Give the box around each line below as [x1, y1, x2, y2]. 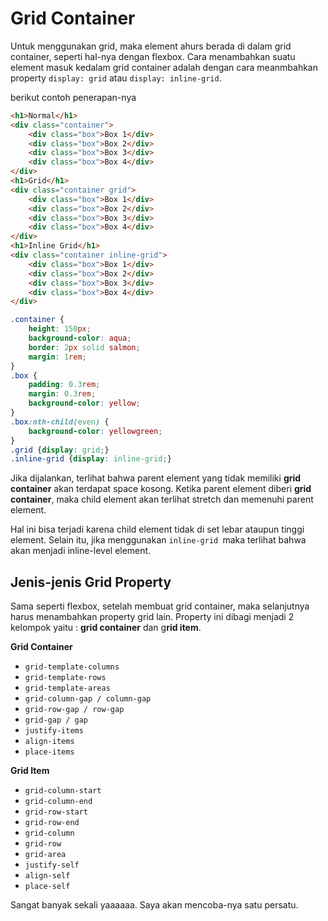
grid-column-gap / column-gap [24, 694, 152, 704]
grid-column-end [24, 797, 93, 807]
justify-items [24, 726, 84, 736]
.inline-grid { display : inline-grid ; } [10, 454, 172, 464]
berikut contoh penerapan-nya [10, 91, 137, 103]
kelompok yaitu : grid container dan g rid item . [10, 622, 202, 634]
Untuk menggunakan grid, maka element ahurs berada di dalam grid [10, 40, 292, 52]
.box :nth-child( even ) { [10, 417, 110, 427]
